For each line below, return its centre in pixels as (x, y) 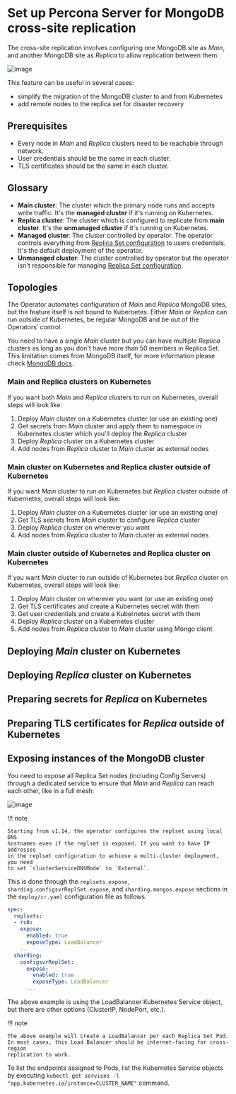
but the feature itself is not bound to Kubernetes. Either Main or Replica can (117, 312)
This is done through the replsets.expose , (68, 881)
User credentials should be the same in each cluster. (94, 158)
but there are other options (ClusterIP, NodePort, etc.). (87, 1010)
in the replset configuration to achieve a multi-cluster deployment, (113, 856)
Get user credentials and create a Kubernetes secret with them (109, 614)
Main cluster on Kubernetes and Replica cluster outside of (109, 467)
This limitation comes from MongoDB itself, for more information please (111, 356)
